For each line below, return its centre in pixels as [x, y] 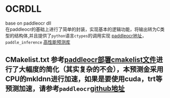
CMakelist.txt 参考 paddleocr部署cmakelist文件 [81, 60]
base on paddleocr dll [28, 23]
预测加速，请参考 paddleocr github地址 [65, 89]
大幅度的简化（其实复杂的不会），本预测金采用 [91, 70]
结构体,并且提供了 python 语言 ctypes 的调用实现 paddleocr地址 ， [80, 35]
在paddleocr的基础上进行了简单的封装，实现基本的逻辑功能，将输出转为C [83, 29]
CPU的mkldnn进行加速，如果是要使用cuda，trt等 [84, 79]
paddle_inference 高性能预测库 [38, 42]
